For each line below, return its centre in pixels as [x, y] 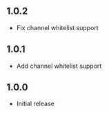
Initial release [35, 104]
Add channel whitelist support [59, 66]
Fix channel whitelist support [57, 27]
